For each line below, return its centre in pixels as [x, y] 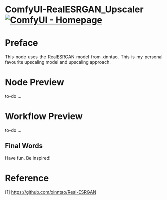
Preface [22, 43]
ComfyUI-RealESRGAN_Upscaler [74, 9]
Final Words [24, 146]
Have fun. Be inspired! [28, 158]
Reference [27, 178]
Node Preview [35, 82]
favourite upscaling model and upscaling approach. [58, 62]
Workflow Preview [44, 117]
